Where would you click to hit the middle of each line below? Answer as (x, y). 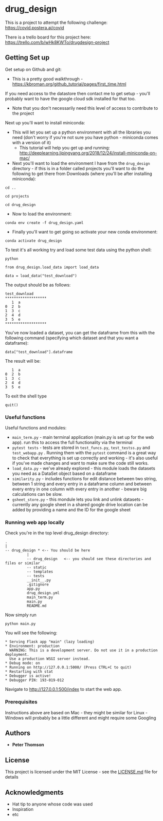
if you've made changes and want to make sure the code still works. (80, 463)
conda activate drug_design (34, 241)
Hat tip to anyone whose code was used (52, 804)
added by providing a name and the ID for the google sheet (71, 510)
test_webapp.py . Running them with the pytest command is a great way (84, 453)
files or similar (23, 563)
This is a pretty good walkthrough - (47, 78)
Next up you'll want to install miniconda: (45, 122)
